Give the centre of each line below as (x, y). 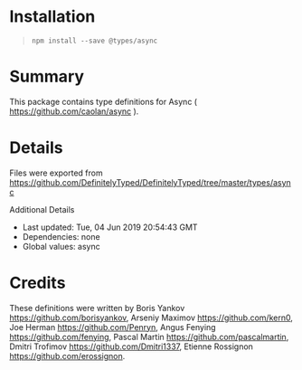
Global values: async (61, 246)
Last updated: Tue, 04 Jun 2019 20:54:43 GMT (110, 227)
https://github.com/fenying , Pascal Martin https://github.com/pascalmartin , (149, 337)
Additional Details (42, 209)
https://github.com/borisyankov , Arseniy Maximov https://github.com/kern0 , (151, 318)
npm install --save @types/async (94, 41)
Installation (52, 17)
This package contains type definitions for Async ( (103, 101)
